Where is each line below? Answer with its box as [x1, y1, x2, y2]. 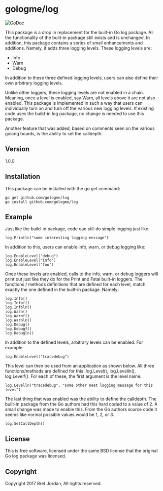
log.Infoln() [5, 305, 32, 310]
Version [5, 145, 30, 154]
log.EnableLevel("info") [5, 258, 56, 263]
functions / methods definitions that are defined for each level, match [5, 282, 146, 287]
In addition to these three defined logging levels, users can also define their [5, 75, 159, 81]
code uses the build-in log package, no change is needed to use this [5, 110, 144, 117]
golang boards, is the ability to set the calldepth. [5, 130, 103, 136]
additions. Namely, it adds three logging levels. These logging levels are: [5, 45, 152, 51]
